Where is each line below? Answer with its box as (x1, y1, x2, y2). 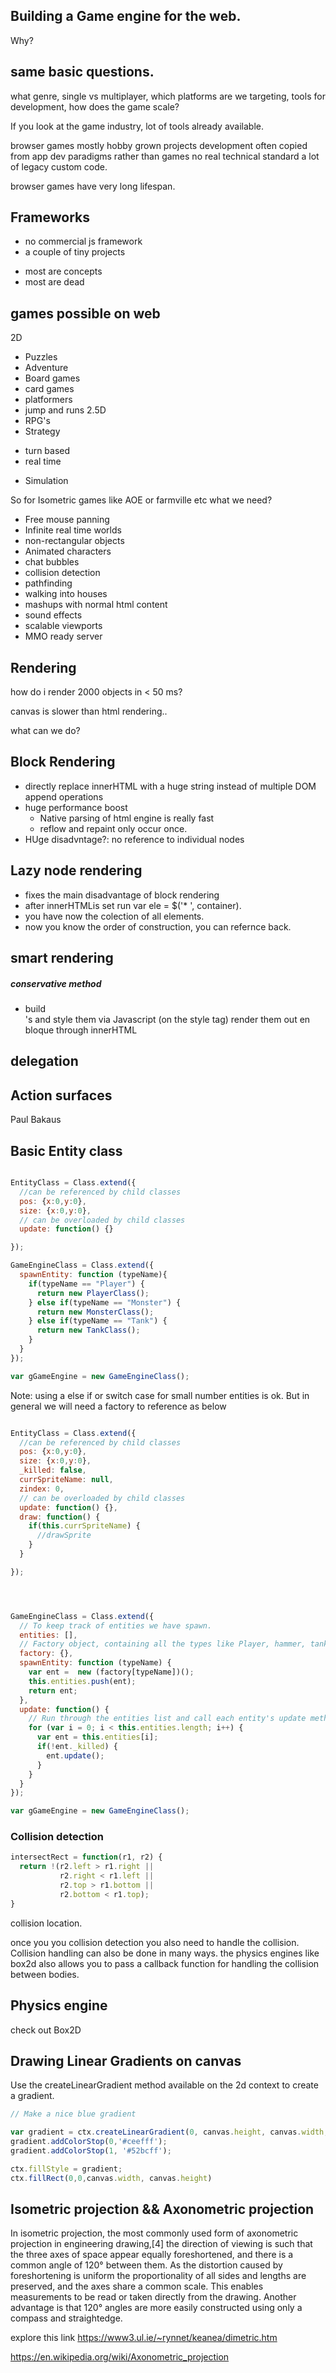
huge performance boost (24, 801, 128, 813)
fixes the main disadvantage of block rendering (24, 889, 220, 901)
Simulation (24, 475, 69, 487)
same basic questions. (10, 64, 155, 81)
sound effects (24, 609, 83, 621)
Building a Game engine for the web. (10, 8, 242, 25)
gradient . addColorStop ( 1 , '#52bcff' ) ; (10, 2145, 172, 2156)
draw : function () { (19, 1512, 101, 1522)
